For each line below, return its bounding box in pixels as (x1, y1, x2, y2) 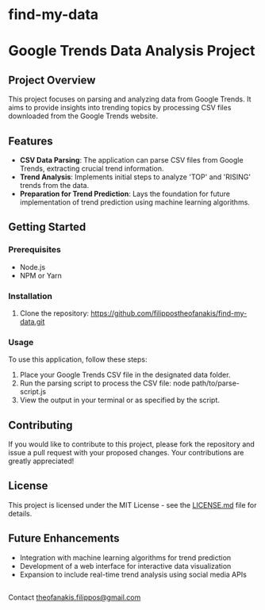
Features (8, 134, 53, 148)
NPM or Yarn (19, 270, 62, 280)
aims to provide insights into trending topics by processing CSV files (8, 103, 232, 113)
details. (8, 508, 33, 518)
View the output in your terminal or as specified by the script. (19, 395, 220, 405)
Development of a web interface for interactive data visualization (19, 561, 232, 570)
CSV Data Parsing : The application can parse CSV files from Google (19, 155, 244, 164)
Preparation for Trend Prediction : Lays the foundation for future (19, 189, 230, 198)
